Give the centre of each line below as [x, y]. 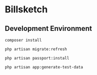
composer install [23, 40]
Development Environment [48, 29]
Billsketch [26, 10]
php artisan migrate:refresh [36, 49]
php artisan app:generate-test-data [44, 67]
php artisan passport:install [37, 58]
